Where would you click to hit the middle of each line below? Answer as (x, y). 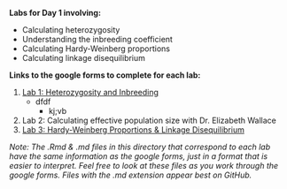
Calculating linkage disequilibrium (84, 58)
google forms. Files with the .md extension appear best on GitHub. (131, 175)
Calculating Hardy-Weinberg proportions (96, 49)
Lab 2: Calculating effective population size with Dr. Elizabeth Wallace (149, 120)
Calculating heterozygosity (71, 30)
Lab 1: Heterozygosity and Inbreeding (90, 92)
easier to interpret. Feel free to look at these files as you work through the (144, 166)
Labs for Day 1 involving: (55, 13)
